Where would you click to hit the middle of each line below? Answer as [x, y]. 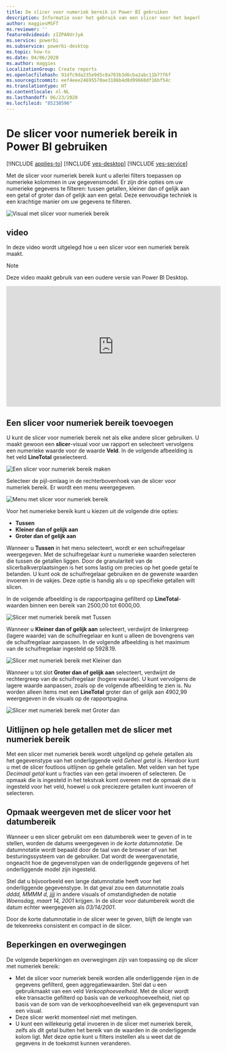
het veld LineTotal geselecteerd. [47, 457]
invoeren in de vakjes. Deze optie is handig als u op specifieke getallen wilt [101, 580]
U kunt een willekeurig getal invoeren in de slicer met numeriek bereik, [104, 1024]
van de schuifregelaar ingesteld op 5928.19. [61, 649]
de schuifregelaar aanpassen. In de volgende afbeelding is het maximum [98, 642]
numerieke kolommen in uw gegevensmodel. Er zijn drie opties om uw [95, 182]
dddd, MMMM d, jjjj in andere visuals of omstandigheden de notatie [91, 894]
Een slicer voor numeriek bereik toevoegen [90, 423]
